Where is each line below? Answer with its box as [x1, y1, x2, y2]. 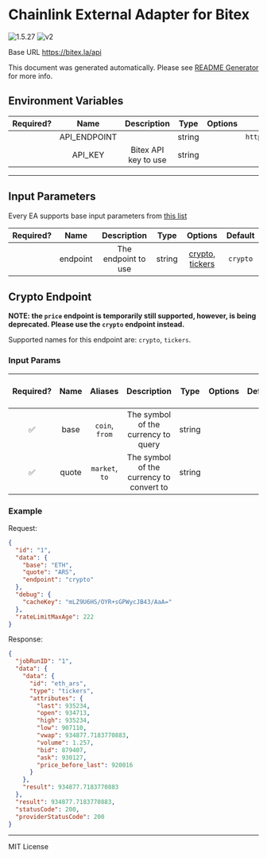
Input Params [8, 355, 61, 366]
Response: [8, 634, 44, 644]
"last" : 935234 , [37, 702, 91, 710]
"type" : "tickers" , [29, 687, 94, 695]
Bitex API [130, 144, 164, 155]
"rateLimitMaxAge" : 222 [15, 613, 94, 621]
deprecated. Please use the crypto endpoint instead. [8, 320, 185, 330]
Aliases [90, 385, 119, 396]
